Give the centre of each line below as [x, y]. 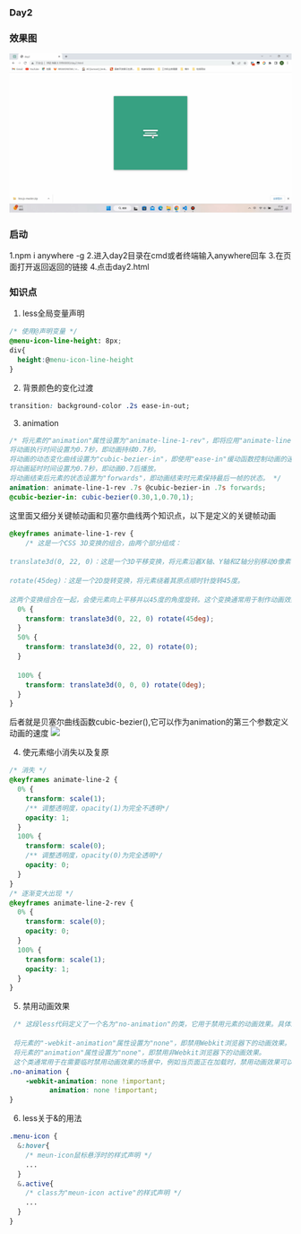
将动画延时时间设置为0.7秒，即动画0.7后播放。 [85, 469]
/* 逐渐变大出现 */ [42, 893]
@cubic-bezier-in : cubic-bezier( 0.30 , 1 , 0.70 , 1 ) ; [102, 497]
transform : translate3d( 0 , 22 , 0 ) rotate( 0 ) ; [112, 647]
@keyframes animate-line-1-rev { [72, 534]
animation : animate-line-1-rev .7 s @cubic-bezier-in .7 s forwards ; [138, 487]
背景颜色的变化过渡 [58, 387]
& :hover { [34, 1146]
